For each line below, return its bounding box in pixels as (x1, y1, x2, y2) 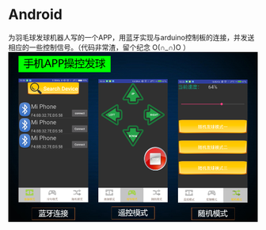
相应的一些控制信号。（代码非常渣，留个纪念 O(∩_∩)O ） (8, 42, 191, 52)
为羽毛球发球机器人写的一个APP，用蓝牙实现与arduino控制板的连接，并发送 (8, 32, 255, 42)
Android (8, 6, 63, 24)
